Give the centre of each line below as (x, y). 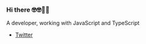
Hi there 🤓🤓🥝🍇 (28, 10)
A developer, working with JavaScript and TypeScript (73, 23)
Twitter (24, 35)
